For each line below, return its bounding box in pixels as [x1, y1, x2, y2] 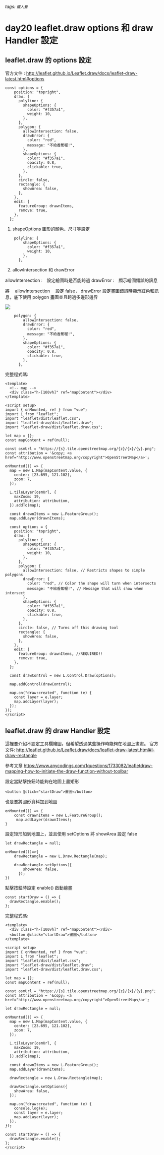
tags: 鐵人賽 [5, 3, 28, 9]
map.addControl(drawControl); [9, 682, 72, 687]
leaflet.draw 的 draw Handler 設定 [5, 726, 110, 735]
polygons [5, 572, 23, 577]
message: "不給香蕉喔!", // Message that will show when [27, 586, 144, 591]
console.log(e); [14, 1106, 48, 1111]
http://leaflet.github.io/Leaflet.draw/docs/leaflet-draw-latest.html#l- [16, 747, 155, 753]
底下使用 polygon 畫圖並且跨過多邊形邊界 [13, 294, 98, 300]
